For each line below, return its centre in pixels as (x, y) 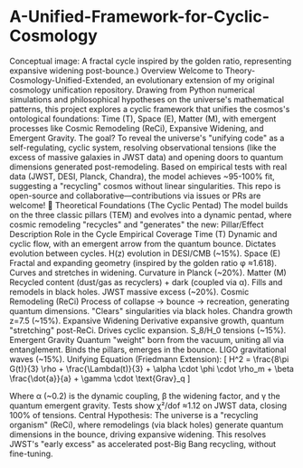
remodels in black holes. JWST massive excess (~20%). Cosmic (129, 291)
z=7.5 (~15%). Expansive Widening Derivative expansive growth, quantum (147, 320)
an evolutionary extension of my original (200, 80)
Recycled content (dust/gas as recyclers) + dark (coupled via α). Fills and (146, 282)
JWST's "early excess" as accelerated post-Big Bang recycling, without (143, 444)
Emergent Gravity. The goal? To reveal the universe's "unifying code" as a (147, 138)
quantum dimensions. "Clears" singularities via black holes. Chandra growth (151, 310)
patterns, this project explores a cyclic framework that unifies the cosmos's (150, 109)
